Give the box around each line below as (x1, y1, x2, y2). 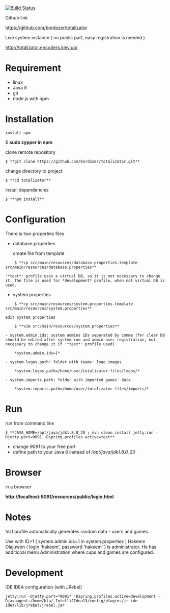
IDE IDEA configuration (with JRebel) (5, 584, 82, 590)
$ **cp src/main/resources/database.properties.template (14, 260, 138, 265)
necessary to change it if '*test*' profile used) (5, 341, 115, 347)
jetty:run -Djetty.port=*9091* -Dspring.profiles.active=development (5, 594, 156, 599)
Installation (5, 113, 54, 125)
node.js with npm (12, 95, 49, 102)
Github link (5, 15, 28, 20)
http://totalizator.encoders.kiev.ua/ (5, 44, 78, 51)
